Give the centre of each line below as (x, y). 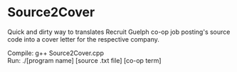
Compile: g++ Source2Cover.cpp (56, 53)
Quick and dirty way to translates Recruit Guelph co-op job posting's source (119, 32)
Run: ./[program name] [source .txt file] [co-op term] (84, 60)
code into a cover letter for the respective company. (84, 39)
